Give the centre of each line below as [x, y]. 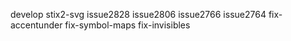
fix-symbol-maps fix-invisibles [127, 25]
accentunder [36, 25]
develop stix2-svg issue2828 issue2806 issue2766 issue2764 [138, 14]
